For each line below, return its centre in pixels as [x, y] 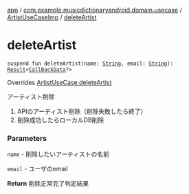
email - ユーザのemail [37, 169]
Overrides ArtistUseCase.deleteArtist [59, 82]
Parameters [27, 138]
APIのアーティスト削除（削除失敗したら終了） [82, 111]
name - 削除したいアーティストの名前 [58, 154]
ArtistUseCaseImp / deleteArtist [52, 17]
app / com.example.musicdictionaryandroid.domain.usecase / [94, 10]
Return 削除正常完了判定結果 [48, 184]
